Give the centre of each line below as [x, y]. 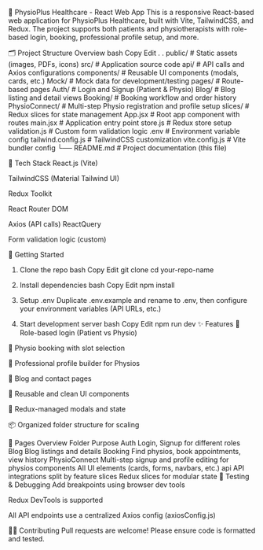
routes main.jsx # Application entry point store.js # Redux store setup [120, 123]
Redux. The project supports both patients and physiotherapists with [119, 29]
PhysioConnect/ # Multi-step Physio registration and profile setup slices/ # [129, 106]
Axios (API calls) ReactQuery [55, 224]
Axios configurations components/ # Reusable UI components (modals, [124, 72]
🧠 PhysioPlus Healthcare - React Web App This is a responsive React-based [131, 12]
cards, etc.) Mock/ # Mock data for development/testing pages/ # [114, 81]
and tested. [26, 539]
